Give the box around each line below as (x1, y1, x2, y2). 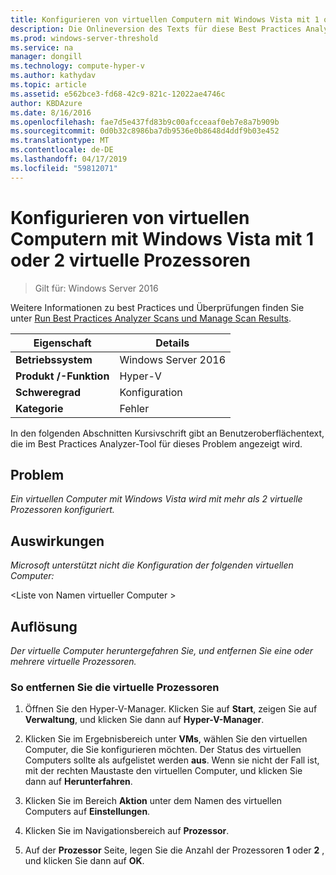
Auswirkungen (10, 532, 105, 550)
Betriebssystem (15, 352, 93, 366)
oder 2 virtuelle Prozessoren (10, 249, 251, 271)
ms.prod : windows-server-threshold (10, 33, 159, 43)
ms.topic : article (10, 80, 87, 90)
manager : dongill (10, 52, 83, 62)
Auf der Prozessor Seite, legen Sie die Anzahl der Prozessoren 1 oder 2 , (24, 844, 325, 856)
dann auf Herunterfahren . (24, 776, 133, 788)
